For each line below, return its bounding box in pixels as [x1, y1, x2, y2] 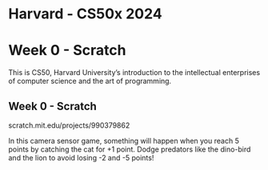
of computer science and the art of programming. [8, 77, 172, 86]
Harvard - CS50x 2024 [8, 5, 162, 23]
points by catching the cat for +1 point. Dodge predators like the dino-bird [8, 144, 251, 154]
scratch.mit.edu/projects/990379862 [8, 121, 130, 130]
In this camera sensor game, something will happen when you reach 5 [8, 136, 240, 145]
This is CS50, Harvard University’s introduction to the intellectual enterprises [8, 68, 261, 77]
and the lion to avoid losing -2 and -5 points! [8, 152, 154, 162]
